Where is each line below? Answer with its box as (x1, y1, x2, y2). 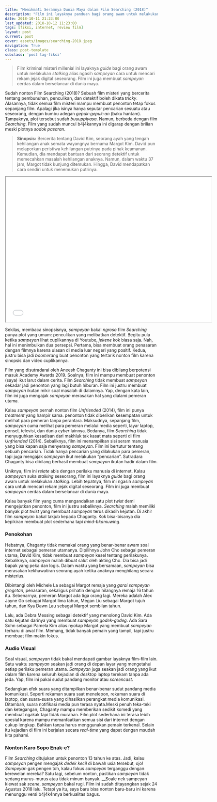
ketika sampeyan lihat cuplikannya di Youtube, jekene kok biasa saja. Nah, (5, 337, 153, 343)
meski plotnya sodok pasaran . (5, 126, 65, 132)
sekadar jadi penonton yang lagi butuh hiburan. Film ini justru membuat (5, 382, 147, 388)
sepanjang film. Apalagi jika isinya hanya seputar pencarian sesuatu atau (5, 106, 150, 111)
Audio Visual (5, 645, 36, 652)
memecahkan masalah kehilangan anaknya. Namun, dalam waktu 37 (16, 156, 154, 162)
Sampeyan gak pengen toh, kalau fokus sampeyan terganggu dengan (5, 766, 144, 771)
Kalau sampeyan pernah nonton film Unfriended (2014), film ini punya (5, 408, 144, 413)
